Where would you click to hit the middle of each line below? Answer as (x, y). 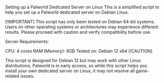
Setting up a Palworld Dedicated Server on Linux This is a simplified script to (82, 7)
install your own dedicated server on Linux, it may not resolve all (70, 71)
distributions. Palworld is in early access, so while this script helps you (76, 66)
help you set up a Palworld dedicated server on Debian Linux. (67, 12)
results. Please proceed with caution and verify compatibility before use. (78, 32)
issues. (27, 76)
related (12, 76)
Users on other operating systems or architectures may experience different (82, 27)
